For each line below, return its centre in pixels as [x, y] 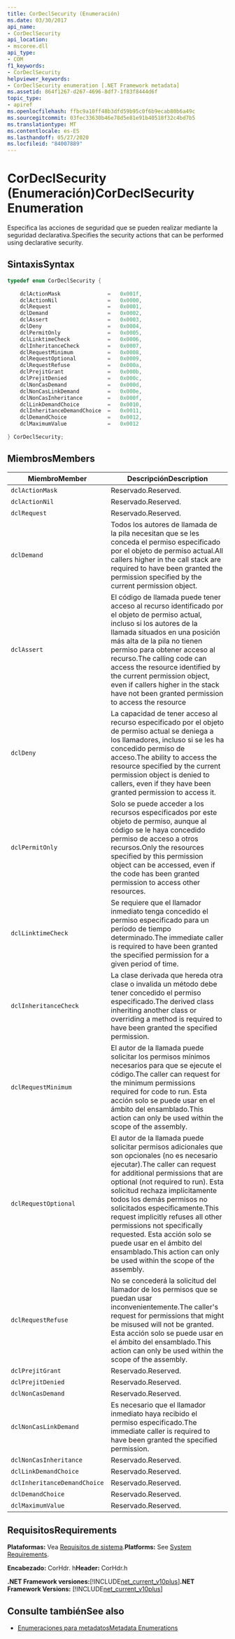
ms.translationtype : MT [42, 124]
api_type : [22, 53]
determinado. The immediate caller [167, 937]
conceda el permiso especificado [166, 542]
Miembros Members [51, 459]
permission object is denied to [160, 774]
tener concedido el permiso [156, 993]
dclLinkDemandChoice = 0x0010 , [81, 404]
